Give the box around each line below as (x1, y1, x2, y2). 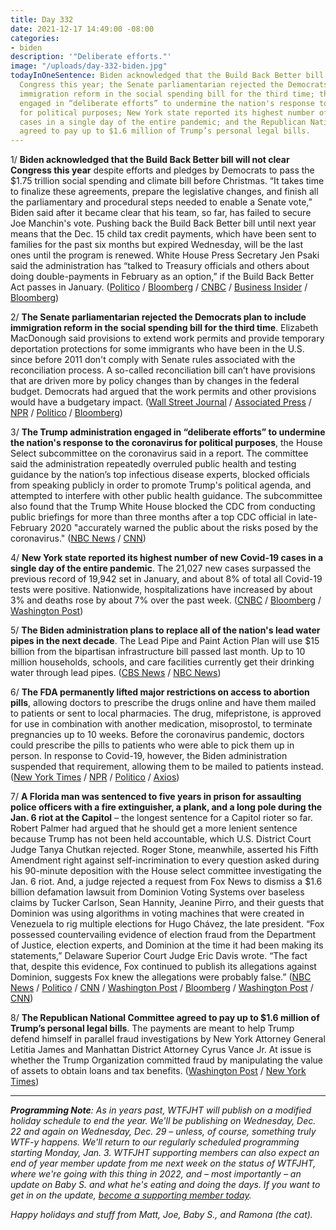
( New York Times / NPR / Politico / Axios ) (10, 771, 180, 783)
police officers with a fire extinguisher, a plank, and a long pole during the (10, 801, 323, 813)
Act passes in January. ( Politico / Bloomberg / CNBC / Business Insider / (10, 281, 308, 293)
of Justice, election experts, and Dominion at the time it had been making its (10, 939, 324, 951)
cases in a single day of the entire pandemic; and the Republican (19, 117, 307, 127)
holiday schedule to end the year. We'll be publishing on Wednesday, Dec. (10, 1115, 317, 1127)
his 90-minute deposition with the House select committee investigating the (10, 865, 322, 877)
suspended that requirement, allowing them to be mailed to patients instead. (10, 761, 324, 773)
